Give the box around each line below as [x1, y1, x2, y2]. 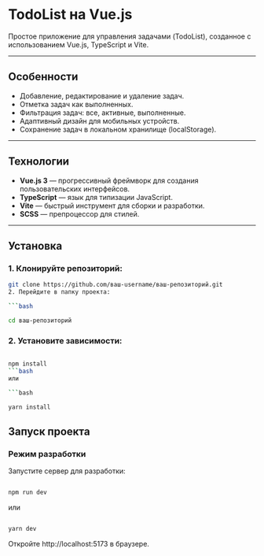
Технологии [8, 155, 69, 169]
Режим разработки [8, 448, 86, 459]
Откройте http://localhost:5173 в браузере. [8, 539, 149, 548]
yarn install [8, 403, 51, 411]
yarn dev [8, 524, 37, 532]
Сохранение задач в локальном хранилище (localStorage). [19, 124, 217, 134]
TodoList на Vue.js [8, 6, 133, 24]
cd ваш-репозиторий [8, 317, 72, 324]
